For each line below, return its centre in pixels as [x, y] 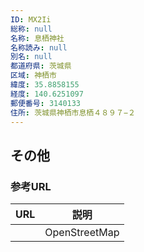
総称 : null [31, 29]
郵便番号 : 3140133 [46, 103]
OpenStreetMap [82, 233]
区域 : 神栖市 [33, 76]
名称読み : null [39, 47]
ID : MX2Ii [31, 19]
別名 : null [31, 57]
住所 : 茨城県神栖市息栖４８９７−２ [73, 112]
